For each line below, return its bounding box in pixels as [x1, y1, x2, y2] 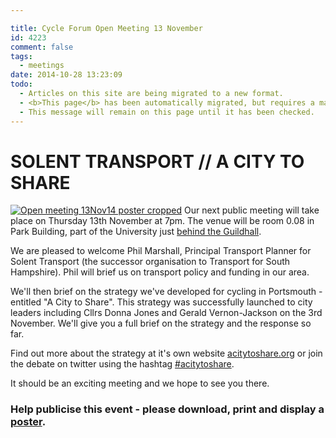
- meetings [19, 61, 65, 71]
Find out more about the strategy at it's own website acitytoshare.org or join [10, 347, 323, 360]
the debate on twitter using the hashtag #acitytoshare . [10, 358, 235, 370]
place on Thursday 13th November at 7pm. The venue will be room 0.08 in [10, 215, 315, 227]
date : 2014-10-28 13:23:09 [10, 70, 123, 80]
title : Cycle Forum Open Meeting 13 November [10, 23, 203, 33]
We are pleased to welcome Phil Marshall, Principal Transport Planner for [10, 245, 312, 257]
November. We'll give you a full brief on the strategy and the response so [10, 317, 312, 330]
